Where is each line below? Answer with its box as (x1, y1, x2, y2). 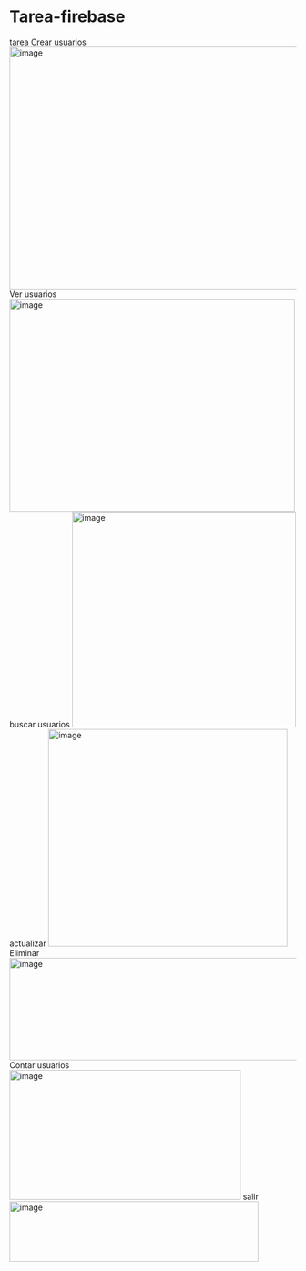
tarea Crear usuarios (9, 36, 87, 47)
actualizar (9, 938, 47, 949)
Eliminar (9, 947, 40, 958)
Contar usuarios (9, 1059, 70, 1071)
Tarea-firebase (9, 6, 126, 27)
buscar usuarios (9, 718, 70, 729)
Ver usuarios (9, 289, 57, 300)
